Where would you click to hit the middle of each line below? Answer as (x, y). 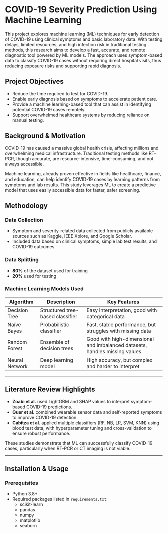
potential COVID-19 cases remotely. (49, 109)
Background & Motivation (45, 136)
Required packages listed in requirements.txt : (60, 499)
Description (61, 302)
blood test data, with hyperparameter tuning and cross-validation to (82, 428)
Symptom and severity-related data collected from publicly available (83, 231)
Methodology (27, 205)
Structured (53, 310)
